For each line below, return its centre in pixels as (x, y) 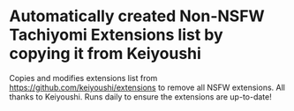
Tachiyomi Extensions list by (116, 35)
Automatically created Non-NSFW (137, 16)
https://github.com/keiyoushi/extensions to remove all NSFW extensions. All (147, 87)
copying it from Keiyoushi (105, 54)
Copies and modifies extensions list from (83, 78)
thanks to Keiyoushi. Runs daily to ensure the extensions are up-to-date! (140, 96)
